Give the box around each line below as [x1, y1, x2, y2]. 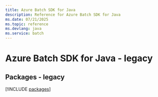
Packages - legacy [5, 73, 65, 81]
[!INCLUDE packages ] [5, 86, 51, 92]
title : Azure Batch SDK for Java [5, 7, 76, 13]
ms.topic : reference [5, 21, 49, 27]
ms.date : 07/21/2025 [5, 17, 49, 22]
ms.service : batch [5, 31, 44, 36]
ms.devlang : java [5, 26, 42, 31]
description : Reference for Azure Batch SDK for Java [5, 12, 121, 17]
